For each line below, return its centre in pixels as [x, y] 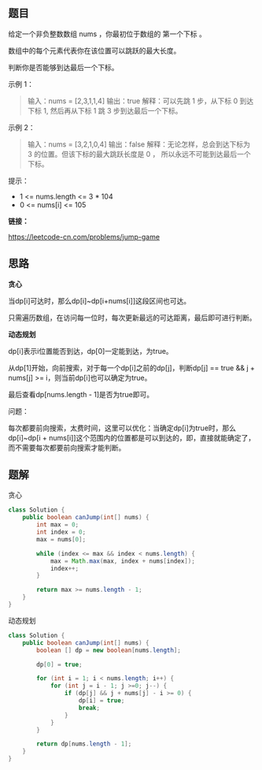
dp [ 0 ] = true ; [59, 664]
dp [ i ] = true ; [101, 701]
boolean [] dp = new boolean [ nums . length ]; [109, 650]
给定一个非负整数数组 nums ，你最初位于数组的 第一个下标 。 [107, 34]
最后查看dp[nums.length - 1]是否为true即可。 [81, 394]
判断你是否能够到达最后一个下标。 [63, 67]
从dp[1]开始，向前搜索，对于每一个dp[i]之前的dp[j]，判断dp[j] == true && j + [132, 367]
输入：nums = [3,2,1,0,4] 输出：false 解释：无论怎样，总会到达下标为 [138, 144]
